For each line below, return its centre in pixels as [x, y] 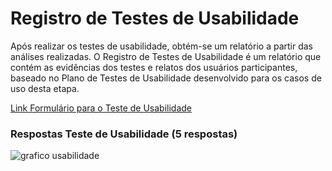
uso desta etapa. [45, 88]
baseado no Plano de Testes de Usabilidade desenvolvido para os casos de [166, 78]
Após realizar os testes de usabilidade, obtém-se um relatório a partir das [161, 46]
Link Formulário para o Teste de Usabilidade [101, 108]
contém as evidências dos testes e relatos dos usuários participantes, [154, 67]
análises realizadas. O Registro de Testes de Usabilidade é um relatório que [166, 56]
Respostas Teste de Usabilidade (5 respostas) [124, 134]
